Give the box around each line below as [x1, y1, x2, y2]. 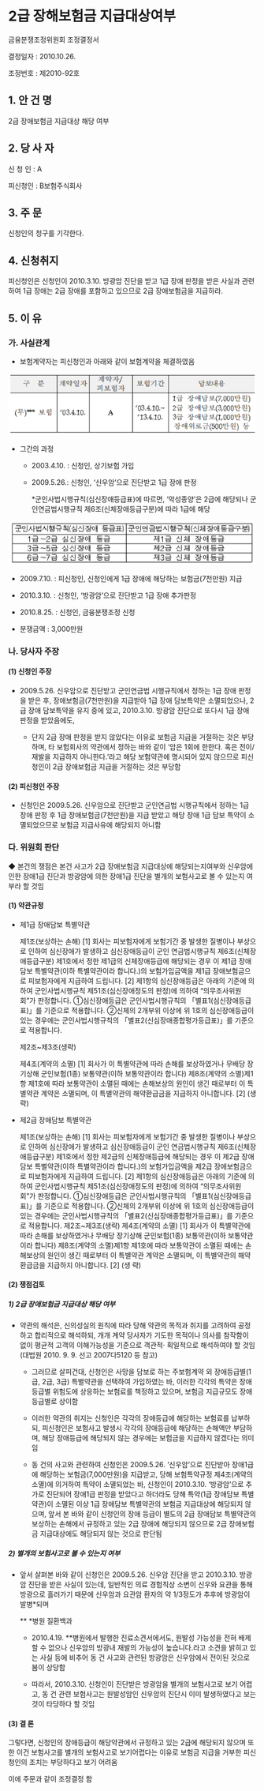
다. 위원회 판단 [8, 842, 60, 853]
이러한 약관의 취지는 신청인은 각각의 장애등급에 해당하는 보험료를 [31, 1414, 230, 1423]
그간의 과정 [19, 444, 54, 454]
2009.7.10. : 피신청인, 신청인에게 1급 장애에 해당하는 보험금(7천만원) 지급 [19, 573, 243, 583]
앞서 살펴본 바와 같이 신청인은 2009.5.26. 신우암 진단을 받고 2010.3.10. [19, 1570, 238, 1579]
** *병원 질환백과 [19, 1616, 73, 1626]
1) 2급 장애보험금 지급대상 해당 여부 [8, 1299, 116, 1309]
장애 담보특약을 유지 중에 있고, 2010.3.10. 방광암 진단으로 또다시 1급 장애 [28, 706, 250, 715]
